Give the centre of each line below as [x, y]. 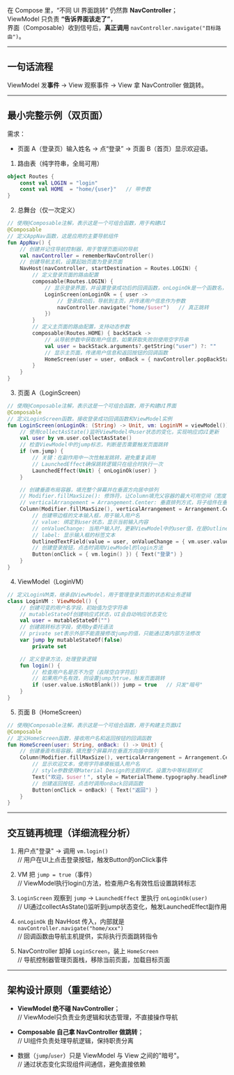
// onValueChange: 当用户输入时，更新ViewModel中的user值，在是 [119, 528]
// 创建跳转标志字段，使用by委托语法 [67, 627]
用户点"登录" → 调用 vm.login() [63, 851]
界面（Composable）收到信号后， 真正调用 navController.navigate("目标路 [114, 28]
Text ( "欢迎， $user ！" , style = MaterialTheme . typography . [116, 777]
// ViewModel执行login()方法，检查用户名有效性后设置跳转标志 [107, 884]
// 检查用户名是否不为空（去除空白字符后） [86, 672]
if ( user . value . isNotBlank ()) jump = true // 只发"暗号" [118, 685]
